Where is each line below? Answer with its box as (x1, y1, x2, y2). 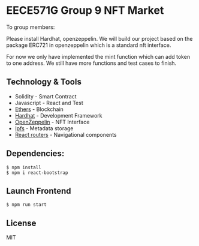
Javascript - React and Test (14, 99, 83, 106)
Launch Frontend (6, 185, 71, 196)
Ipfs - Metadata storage (14, 124, 74, 132)
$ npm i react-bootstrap (6, 169, 68, 176)
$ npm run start (6, 202, 47, 208)
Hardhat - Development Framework (14, 112, 102, 119)
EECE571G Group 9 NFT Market (6, 4, 164, 17)
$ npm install (6, 164, 42, 170)
